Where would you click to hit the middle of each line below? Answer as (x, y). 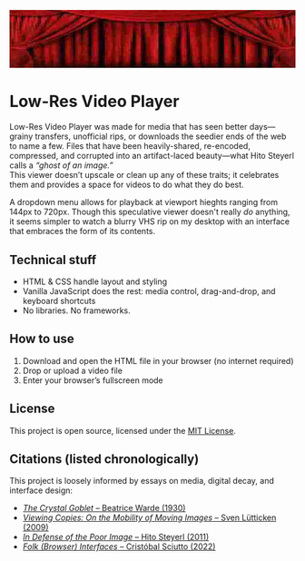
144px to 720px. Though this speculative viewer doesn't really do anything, (150, 212)
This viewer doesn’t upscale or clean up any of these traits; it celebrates (144, 175)
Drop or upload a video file (72, 370)
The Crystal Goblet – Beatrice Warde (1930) (104, 508)
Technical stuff (53, 260)
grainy (21, 136)
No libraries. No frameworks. (77, 310)
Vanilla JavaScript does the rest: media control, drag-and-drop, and (149, 291)
